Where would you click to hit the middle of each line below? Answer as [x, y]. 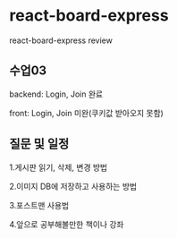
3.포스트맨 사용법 [39, 205]
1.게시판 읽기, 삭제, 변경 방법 [59, 167]
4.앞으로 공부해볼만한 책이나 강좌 [67, 224]
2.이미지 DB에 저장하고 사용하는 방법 [73, 186]
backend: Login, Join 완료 [56, 94]
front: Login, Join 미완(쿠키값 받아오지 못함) [86, 113]
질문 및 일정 [39, 144]
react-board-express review [61, 40]
